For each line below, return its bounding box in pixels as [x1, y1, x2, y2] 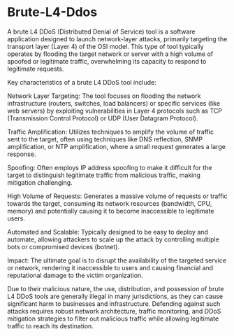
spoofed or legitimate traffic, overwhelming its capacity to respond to [7, 57, 207, 65]
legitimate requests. [7, 64, 64, 73]
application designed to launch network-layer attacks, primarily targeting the [7, 34, 228, 43]
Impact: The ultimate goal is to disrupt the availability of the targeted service [7, 256, 227, 265]
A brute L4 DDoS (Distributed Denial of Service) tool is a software [7, 27, 196, 36]
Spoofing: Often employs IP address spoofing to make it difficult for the [7, 163, 212, 171]
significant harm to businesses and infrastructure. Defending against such [7, 299, 221, 308]
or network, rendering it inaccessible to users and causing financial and [7, 263, 214, 272]
